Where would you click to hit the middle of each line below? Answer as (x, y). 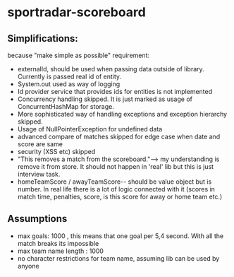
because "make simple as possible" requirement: (79, 55)
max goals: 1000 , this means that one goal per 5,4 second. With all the (121, 236)
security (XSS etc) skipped (56, 152)
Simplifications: (43, 39)
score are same (40, 144)
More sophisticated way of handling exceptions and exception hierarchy (122, 114)
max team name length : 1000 (61, 251)
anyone (29, 266)
